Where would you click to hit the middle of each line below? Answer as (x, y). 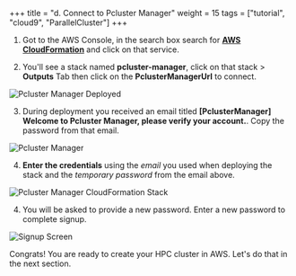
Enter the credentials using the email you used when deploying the (147, 165)
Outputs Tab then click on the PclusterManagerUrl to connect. (139, 76)
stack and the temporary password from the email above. (128, 175)
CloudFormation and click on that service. (100, 49)
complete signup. (54, 219)
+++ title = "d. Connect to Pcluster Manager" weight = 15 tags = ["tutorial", (147, 13)
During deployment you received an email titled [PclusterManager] (147, 111)
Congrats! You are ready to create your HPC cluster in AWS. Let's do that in (148, 254)
